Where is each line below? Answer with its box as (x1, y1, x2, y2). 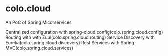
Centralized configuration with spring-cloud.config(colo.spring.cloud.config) (5, 29, 163, 35)
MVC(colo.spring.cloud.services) (5, 45, 74, 51)
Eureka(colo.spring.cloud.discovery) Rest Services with (5, 39, 120, 45)
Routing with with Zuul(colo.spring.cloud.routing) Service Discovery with (5, 34, 155, 40)
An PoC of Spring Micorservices (5, 19, 72, 25)
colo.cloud (5, 3, 51, 14)
